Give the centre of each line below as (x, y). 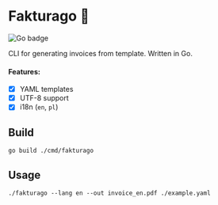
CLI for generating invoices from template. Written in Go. (100, 53)
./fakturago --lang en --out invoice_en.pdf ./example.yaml (110, 193)
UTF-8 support (44, 98)
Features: (25, 71)
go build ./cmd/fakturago (51, 151)
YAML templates (46, 89)
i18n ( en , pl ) (39, 107)
